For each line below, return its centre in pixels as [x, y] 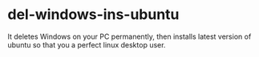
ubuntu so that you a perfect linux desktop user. [87, 44]
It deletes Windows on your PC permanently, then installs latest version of [129, 36]
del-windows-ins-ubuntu [93, 15]
